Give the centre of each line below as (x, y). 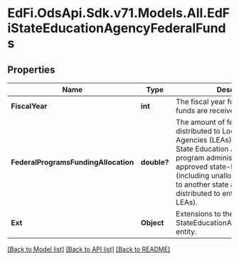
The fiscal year (201, 102)
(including (192, 176)
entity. (186, 232)
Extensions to (198, 214)
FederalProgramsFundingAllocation (73, 162)
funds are (192, 110)
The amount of (200, 122)
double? (155, 162)
